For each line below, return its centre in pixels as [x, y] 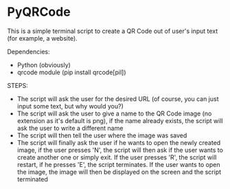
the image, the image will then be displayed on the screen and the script [119, 172]
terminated [32, 179]
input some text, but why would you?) [70, 106]
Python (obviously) [44, 65]
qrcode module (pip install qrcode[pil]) [71, 72]
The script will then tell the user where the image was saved [102, 135]
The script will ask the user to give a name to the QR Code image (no [114, 113]
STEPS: [18, 85]
